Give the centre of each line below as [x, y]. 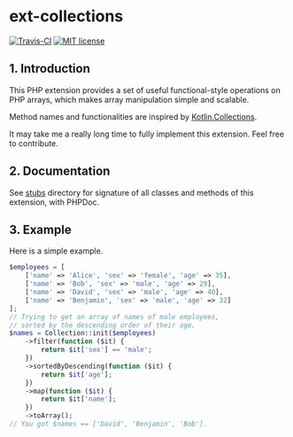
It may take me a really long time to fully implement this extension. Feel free [147, 134]
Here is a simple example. [56, 251]
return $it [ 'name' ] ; [79, 399]
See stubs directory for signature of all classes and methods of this [131, 192]
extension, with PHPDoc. [54, 202]
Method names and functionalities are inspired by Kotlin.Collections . [133, 116]
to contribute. [34, 143]
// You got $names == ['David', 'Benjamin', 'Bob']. [108, 424]
